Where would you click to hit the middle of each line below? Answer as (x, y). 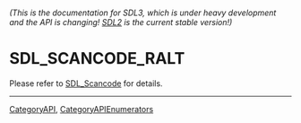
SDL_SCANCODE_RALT (97, 58)
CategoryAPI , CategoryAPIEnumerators (82, 109)
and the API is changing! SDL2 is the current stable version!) (121, 22)
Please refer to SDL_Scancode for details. (86, 83)
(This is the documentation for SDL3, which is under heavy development (143, 13)
